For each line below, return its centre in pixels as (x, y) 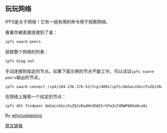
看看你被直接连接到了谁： (31, 32)
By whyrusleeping (24, 116)
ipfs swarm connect (25, 87)
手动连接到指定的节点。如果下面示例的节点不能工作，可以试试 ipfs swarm (80, 71)
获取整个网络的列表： (27, 51)
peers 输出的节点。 (24, 77)
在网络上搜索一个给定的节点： (36, 97)
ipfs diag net (20, 61)
